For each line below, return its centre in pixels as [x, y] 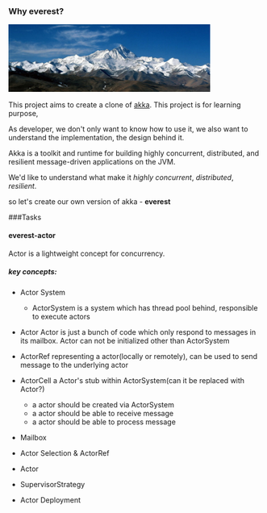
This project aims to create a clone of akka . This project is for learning [125, 104]
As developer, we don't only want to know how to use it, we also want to [128, 129]
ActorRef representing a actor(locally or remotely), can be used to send [139, 356]
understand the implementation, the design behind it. [96, 137]
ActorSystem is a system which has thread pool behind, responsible [145, 307]
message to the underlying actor [74, 365]
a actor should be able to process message [104, 422]
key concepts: [33, 272]
